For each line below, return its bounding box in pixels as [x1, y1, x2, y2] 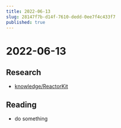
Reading [6, 99, 37, 109]
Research [6, 67, 42, 77]
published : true [6, 19, 45, 25]
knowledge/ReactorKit [14, 83, 69, 90]
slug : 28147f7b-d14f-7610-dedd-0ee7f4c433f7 [6, 14, 116, 20]
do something [14, 115, 48, 122]
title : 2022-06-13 [6, 8, 51, 15]
